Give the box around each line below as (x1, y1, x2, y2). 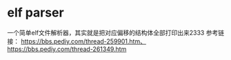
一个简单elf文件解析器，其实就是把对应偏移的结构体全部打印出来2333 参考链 (7, 28, 225, 37)
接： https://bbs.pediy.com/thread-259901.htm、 (7, 37, 147, 46)
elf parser (7, 5, 64, 21)
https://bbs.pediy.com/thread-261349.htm (7, 45, 127, 53)
